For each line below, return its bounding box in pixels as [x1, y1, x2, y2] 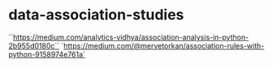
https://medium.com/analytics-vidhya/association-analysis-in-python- [13, 32, 249, 42]
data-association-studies [8, 6, 184, 24]
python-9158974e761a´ [8, 49, 85, 59]
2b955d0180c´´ [8, 40, 60, 50]
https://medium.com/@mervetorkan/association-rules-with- [63, 40, 265, 50]
